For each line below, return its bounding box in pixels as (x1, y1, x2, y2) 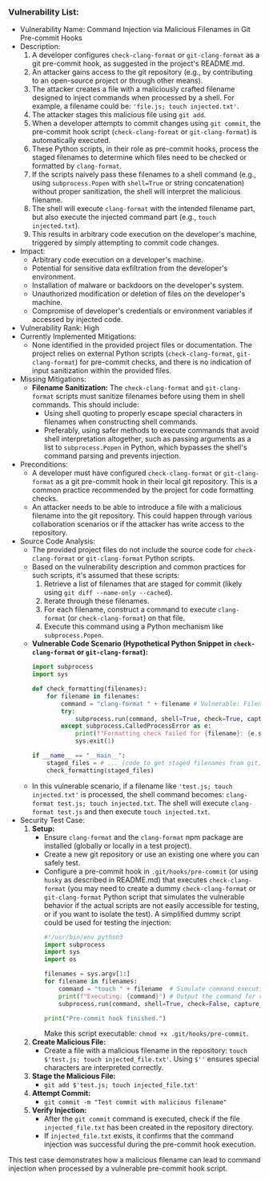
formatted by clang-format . (31, 161, 122, 171)
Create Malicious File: (31, 1037, 106, 1047)
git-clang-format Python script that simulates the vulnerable (43, 892, 245, 902)
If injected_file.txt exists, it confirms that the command (43, 1131, 235, 1141)
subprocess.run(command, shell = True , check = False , (58, 1000, 231, 1008)
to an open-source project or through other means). (31, 75, 203, 86)
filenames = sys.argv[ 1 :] (43, 970, 130, 978)
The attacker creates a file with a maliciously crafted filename (31, 84, 235, 94)
